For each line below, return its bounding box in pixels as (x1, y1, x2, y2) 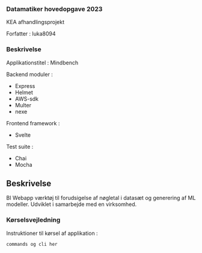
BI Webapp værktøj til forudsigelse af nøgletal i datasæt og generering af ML (6, 195, 196, 202)
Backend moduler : (6, 70, 53, 78)
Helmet (14, 89, 33, 96)
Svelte (14, 131, 31, 139)
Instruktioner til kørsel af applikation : (6, 230, 98, 237)
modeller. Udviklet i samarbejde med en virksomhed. (6, 201, 137, 208)
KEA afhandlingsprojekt (6, 19, 65, 26)
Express (14, 82, 35, 89)
